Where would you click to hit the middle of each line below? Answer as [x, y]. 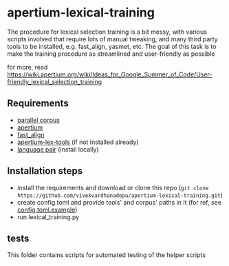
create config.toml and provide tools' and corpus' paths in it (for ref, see [119, 202]
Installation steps [45, 171]
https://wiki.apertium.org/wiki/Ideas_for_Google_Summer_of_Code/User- [110, 74]
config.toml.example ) [47, 209]
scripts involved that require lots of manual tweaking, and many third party [112, 39]
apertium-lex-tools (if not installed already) [78, 142]
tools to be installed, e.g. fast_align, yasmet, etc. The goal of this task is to [112, 46]
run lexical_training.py [48, 217]
